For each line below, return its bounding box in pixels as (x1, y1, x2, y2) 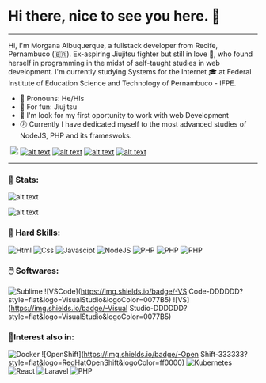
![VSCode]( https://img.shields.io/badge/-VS (44, 286, 188, 296)
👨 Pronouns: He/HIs (19, 93, 85, 103)
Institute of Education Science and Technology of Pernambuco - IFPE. (8, 78, 237, 88)
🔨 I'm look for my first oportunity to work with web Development (19, 110, 230, 119)
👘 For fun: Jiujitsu (19, 102, 78, 112)
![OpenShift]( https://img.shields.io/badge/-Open (41, 350, 199, 359)
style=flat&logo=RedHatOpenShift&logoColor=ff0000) (8, 358, 185, 367)
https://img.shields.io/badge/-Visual (10, 303, 128, 313)
